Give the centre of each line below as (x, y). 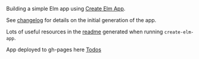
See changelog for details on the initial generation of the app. (81, 20)
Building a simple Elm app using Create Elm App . (66, 9)
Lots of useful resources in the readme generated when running (85, 32)
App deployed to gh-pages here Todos (54, 49)
